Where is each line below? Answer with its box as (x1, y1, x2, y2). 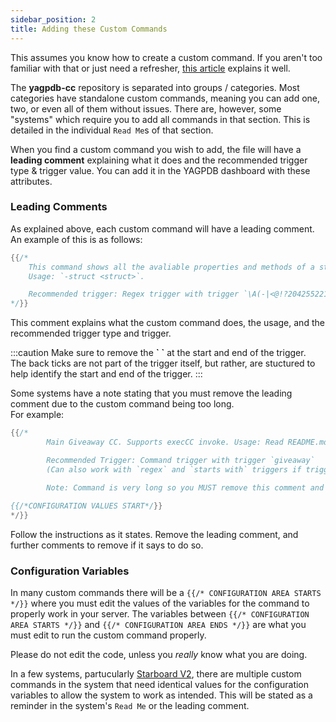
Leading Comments (10, 200, 108, 214)
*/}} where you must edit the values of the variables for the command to (10, 597, 310, 610)
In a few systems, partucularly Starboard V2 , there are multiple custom (10, 668, 302, 680)
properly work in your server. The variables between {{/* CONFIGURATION (10, 608, 310, 620)
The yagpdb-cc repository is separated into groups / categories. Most (10, 81, 300, 93)
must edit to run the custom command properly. (10, 629, 207, 641)
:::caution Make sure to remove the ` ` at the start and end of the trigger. (10, 347, 307, 359)
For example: (10, 409, 65, 421)
